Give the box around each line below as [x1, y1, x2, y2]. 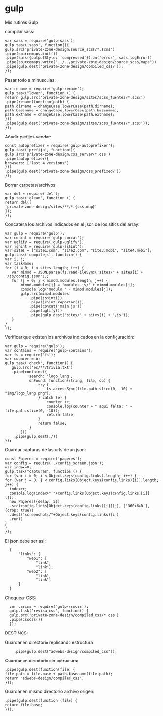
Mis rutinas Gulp [5, 19, 38, 25]
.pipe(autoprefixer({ [5, 156, 49, 161]
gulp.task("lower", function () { [5, 90, 76, 96]
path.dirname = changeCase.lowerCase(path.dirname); [5, 104, 115, 109]
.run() [9, 516, 23, 521]
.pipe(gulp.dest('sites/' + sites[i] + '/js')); [29, 312, 131, 317]
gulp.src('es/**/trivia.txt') [11, 365, 73, 370]
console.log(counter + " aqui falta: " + [47, 404, 133, 409]
